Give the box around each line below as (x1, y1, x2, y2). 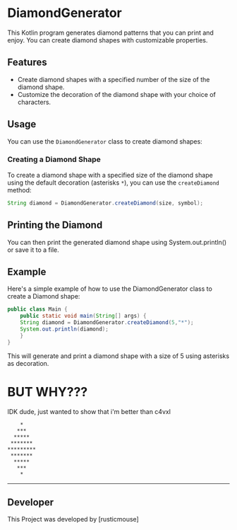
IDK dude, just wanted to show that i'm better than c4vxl (7, 407, 171, 415)
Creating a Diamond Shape (7, 154, 101, 164)
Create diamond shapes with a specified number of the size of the (17, 75, 210, 83)
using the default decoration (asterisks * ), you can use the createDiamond (7, 178, 220, 187)
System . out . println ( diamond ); (20, 326, 109, 333)
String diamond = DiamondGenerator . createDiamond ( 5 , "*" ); (20, 319, 194, 326)
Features (7, 57, 47, 69)
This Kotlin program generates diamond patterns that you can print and (7, 28, 214, 37)
